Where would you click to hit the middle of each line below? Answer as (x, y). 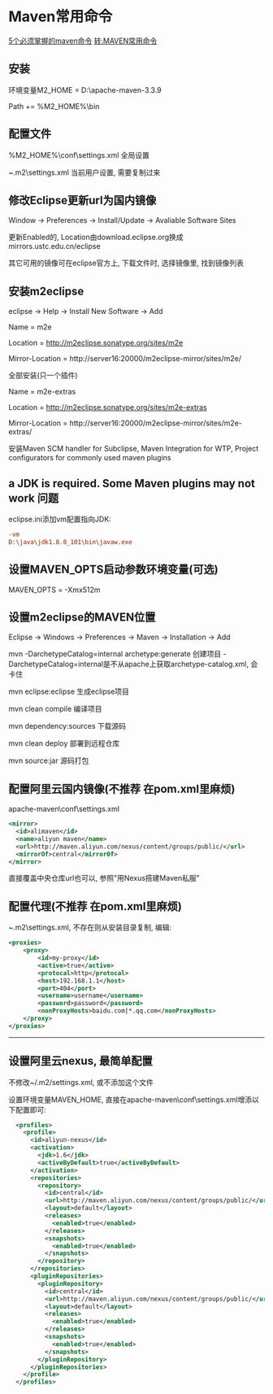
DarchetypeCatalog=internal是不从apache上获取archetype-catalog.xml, (129, 664)
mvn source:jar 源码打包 (49, 760)
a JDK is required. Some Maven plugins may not (132, 484)
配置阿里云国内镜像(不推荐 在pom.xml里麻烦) (122, 788)
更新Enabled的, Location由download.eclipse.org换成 (96, 237)
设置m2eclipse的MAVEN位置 (82, 617)
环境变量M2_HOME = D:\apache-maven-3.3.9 (85, 89)
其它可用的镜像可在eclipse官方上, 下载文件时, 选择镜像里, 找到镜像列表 (126, 263)
